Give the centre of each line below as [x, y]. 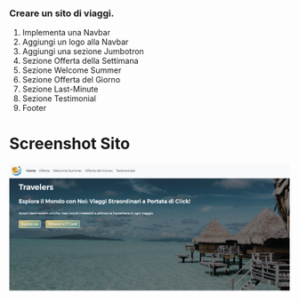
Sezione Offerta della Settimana [81, 61]
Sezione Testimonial [59, 99]
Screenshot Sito [70, 144]
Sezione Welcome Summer [72, 70]
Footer [34, 108]
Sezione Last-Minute [60, 89]
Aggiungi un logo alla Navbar [75, 42]
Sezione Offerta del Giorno [71, 80]
